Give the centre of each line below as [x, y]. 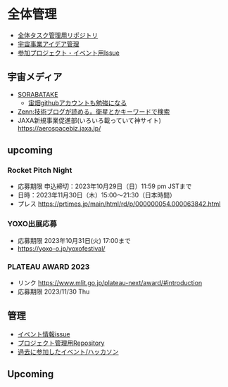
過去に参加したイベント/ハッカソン [68, 351]
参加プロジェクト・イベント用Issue [68, 53]
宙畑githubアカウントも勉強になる [77, 103]
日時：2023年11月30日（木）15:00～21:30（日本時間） [96, 195]
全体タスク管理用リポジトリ [58, 35]
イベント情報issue [44, 334]
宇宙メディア [35, 77]
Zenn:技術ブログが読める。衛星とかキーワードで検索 [94, 111]
